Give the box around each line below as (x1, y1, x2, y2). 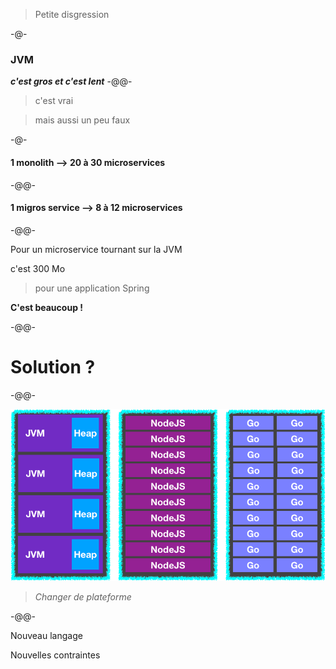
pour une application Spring (34, 282, 150, 294)
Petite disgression (34, 9, 110, 20)
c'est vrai (34, 95, 74, 107)
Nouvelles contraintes (10, 649, 101, 661)
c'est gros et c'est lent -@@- (10, 75, 133, 88)
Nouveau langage (10, 630, 83, 642)
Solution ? (10, 355, 96, 378)
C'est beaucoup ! (10, 301, 83, 313)
